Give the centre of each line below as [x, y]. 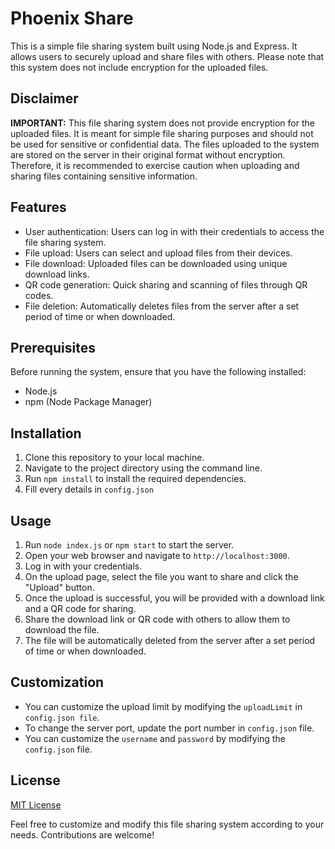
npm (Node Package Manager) [88, 402]
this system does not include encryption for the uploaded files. [139, 67]
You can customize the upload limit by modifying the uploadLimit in [163, 706]
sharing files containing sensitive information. [104, 176]
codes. [39, 295]
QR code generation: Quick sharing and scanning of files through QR [166, 284]
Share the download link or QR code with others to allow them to [157, 619]
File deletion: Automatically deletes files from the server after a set [162, 306]
